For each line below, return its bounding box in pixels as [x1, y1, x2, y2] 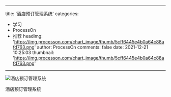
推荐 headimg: [12, 33, 43, 39]
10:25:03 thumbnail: [12, 50, 54, 56]
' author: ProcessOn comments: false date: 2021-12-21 [34, 44, 149, 50]
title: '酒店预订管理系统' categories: [5, 11, 79, 17]
